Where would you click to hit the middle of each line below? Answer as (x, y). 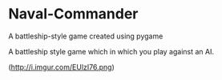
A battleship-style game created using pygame (86, 36)
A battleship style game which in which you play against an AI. (111, 51)
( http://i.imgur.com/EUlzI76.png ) (61, 67)
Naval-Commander (73, 14)
